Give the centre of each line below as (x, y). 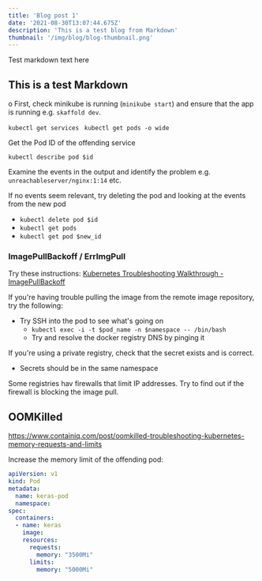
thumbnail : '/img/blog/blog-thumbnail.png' (81, 37)
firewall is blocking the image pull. (64, 392)
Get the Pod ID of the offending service (72, 143)
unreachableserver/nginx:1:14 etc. (65, 180)
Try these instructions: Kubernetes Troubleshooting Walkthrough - (116, 274)
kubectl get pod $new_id (60, 237)
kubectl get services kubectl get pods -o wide (89, 128)
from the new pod (37, 204)
